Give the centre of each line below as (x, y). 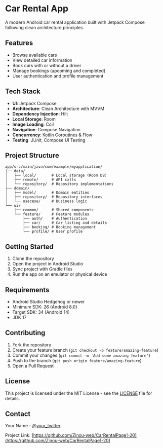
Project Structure (32, 155)
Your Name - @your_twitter (33, 426)
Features (19, 43)
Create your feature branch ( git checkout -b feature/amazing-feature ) (85, 350)
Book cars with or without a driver (47, 65)
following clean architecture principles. (45, 27)
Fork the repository (32, 345)
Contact (18, 414)
